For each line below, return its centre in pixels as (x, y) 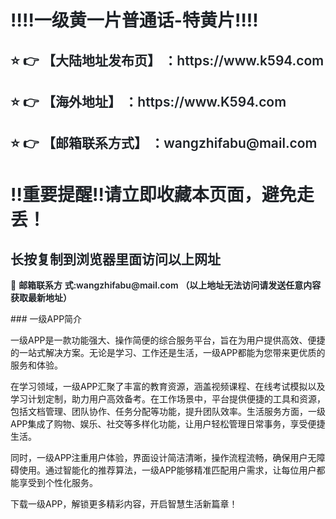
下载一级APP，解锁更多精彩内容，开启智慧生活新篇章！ (124, 504)
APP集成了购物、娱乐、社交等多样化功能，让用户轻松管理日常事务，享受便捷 (168, 424)
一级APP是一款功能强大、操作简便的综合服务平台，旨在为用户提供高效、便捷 (168, 340)
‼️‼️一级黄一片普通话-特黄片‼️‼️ (134, 20)
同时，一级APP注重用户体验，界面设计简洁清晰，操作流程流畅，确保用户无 (163, 458)
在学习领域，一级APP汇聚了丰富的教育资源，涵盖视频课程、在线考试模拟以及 (168, 387)
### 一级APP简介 (46, 319)
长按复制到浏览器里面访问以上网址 (115, 259)
